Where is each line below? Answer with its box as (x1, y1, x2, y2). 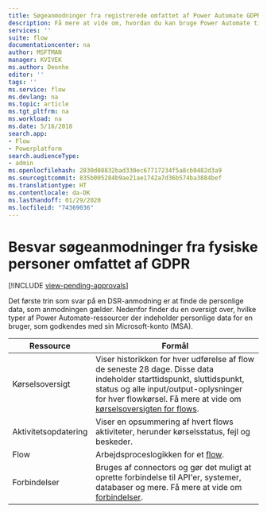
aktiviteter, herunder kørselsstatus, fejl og (95, 426, 250, 438)
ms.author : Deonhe (8, 64, 69, 71)
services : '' (8, 26, 52, 34)
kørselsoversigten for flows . (95, 403, 199, 415)
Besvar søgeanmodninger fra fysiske (8, 237, 258, 256)
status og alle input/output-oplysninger (95, 384, 243, 395)
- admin (8, 160, 34, 168)
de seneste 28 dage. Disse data (95, 364, 215, 375)
